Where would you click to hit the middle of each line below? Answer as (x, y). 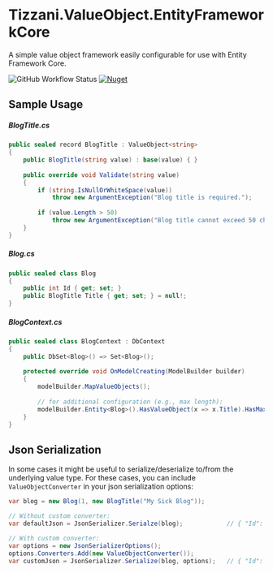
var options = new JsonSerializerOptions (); (85, 545)
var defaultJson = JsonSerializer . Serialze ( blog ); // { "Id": (136, 524)
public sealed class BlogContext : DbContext (87, 341)
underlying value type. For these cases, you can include (102, 478)
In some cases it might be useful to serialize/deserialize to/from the (121, 469)
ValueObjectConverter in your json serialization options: (101, 487)
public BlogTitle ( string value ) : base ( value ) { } (110, 160)
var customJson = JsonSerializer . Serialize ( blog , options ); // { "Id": (136, 561)
